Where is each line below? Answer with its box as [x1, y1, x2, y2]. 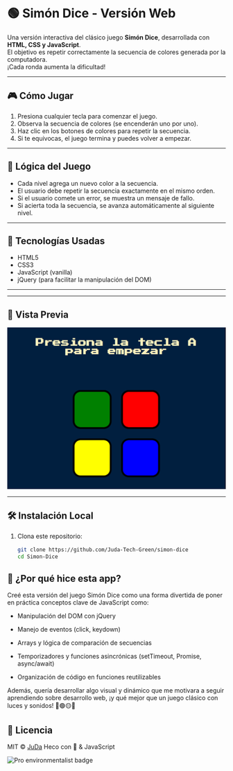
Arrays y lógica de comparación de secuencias [17, 639, 153, 647]
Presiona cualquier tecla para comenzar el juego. [17, 112, 157, 120]
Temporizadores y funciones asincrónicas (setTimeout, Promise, [17, 652, 202, 661]
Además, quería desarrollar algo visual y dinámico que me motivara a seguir [7, 686, 224, 695]
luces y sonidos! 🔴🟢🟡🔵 [7, 702, 76, 710]
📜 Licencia [7, 724, 53, 736]
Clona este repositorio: [17, 532, 83, 540]
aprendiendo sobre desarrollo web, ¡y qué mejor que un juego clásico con [7, 694, 218, 702]
